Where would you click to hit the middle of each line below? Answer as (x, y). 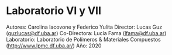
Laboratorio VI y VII (54, 11)
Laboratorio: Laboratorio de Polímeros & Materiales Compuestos (83, 39)
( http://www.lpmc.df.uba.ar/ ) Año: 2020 (54, 46)
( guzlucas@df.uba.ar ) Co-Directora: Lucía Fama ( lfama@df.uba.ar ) (86, 33)
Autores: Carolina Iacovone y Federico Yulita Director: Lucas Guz (84, 27)
